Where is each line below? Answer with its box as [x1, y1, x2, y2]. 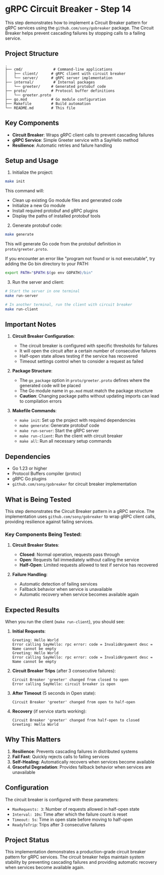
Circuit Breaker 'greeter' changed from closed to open [12, 677, 129, 683]
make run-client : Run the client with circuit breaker [19, 433, 123, 439]
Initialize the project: [12, 169, 53, 175]
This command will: [5, 188, 45, 194]
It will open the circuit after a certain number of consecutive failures [19, 348, 157, 354]
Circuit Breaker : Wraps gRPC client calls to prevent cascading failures [12, 132, 154, 138]
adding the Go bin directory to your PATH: [5, 261, 90, 267]
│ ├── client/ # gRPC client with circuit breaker [5, 71, 126, 76]
